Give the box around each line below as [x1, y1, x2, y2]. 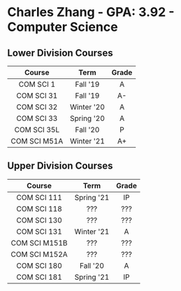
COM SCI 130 [16, 215, 63, 225]
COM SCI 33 [16, 113, 58, 123]
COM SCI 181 [16, 272, 63, 282]
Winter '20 [69, 102, 105, 112]
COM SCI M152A [10, 249, 68, 259]
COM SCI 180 [16, 260, 63, 270]
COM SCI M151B [10, 238, 68, 248]
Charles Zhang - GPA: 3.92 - [7, 4, 175, 20]
